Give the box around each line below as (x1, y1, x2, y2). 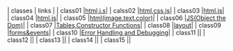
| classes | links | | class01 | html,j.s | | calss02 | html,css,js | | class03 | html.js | (7, 7, 225, 14)
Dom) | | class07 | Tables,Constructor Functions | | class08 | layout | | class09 (7, 21, 221, 29)
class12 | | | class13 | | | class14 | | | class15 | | (7, 36, 131, 44)
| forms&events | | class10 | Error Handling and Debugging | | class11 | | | (7, 28, 205, 37)
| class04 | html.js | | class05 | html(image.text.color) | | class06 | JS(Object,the (7, 14, 226, 22)
